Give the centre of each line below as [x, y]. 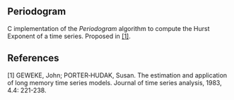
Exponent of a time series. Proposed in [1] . [69, 36]
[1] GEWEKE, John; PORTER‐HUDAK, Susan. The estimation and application [117, 75]
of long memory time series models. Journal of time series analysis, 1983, [115, 82]
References [33, 58]
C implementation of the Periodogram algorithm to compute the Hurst [109, 28]
